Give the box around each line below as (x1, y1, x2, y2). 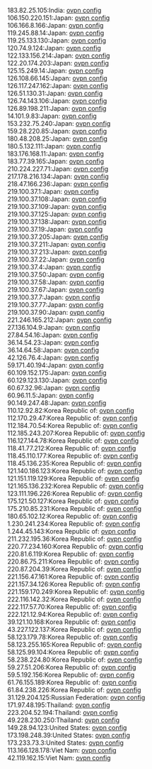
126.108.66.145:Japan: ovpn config (7, 74, 107, 82)
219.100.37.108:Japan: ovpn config (7, 195, 107, 203)
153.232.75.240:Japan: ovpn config (7, 119, 111, 127)
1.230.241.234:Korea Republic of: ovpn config (7, 520, 141, 528)
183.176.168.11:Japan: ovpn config (7, 149, 105, 158)
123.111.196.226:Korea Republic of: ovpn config (7, 490, 143, 498)
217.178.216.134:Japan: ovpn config (7, 172, 109, 181)
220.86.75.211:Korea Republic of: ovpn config (7, 557, 139, 566)
